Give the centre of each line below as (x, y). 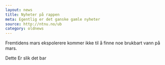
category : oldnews (24, 29)
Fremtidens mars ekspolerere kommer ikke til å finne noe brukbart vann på (83, 43)
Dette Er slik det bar (26, 58)
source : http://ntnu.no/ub (34, 24)
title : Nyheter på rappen (32, 15)
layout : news (19, 10)
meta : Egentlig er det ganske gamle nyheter (53, 19)
